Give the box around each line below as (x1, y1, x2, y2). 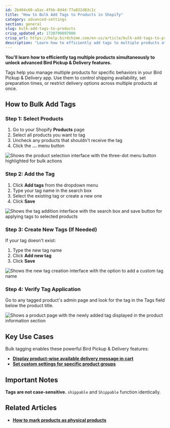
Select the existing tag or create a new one (12, 193, 102, 199)
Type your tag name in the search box (12, 187, 92, 194)
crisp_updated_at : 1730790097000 (5, 31, 76, 36)
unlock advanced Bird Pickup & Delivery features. (5, 59, 112, 66)
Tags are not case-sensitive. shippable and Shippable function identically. (5, 389, 161, 395)
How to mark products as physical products (12, 417, 107, 423)
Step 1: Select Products (5, 115, 64, 122)
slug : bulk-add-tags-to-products (5, 26, 76, 31)
